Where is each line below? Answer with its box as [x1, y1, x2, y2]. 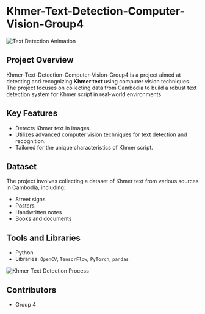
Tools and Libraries [6, 232, 81, 243]
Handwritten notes [15, 209, 62, 216]
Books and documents [15, 215, 72, 223]
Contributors [6, 285, 57, 295]
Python [15, 249, 34, 256]
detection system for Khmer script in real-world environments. [6, 90, 163, 98]
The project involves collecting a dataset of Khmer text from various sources [6, 178, 199, 185]
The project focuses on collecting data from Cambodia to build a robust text [6, 84, 197, 91]
